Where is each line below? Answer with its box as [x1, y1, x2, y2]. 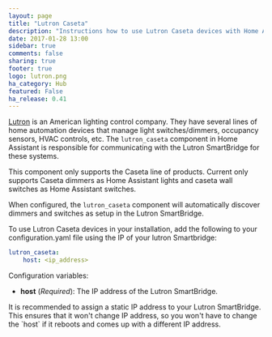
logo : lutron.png [8, 72, 67, 80]
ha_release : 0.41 [8, 95, 67, 103]
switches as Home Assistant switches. [8, 184, 136, 194]
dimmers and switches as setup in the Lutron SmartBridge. [8, 208, 204, 219]
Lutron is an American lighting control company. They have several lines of [8, 117, 257, 126]
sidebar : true [8, 42, 57, 50]
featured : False [8, 87, 63, 96]
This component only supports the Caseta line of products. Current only [8, 167, 249, 177]
